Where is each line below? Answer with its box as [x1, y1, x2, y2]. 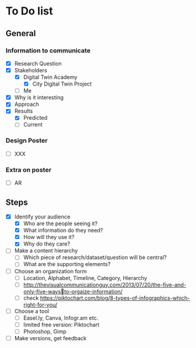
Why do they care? [23, 240, 70, 247]
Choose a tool [14, 307, 49, 314]
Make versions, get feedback [14, 335, 87, 342]
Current [23, 121, 43, 128]
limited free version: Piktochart [23, 321, 100, 328]
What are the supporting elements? [23, 261, 111, 268]
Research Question [14, 60, 62, 67]
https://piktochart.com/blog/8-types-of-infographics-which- [40, 294, 191, 302]
